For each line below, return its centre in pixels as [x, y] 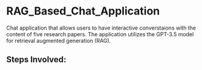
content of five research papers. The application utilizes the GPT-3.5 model [100, 34]
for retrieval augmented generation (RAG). [59, 40]
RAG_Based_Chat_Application [83, 11]
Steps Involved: [36, 59]
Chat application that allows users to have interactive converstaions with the [101, 28]
